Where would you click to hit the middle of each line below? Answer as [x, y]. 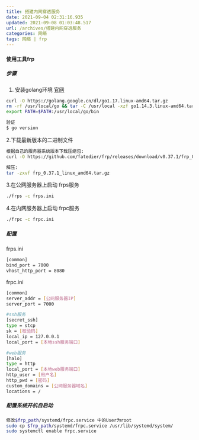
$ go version [22, 128]
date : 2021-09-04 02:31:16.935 [45, 17]
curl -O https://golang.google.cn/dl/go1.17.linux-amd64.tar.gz [87, 101]
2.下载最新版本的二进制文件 [40, 140]
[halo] [14, 358]
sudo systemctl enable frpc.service [51, 431]
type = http [21, 364]
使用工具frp [20, 59]
